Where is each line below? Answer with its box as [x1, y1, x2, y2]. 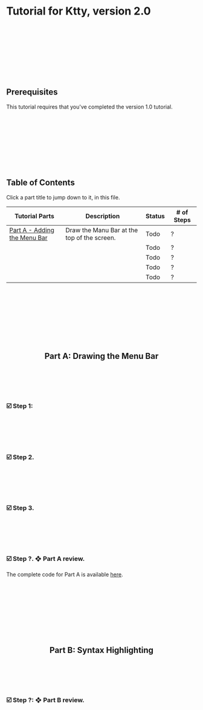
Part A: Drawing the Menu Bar [44, 350, 159, 361]
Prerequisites [6, 87, 58, 98]
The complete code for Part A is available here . [6, 571, 124, 578]
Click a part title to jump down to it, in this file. [6, 193, 120, 201]
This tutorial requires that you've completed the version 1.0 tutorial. [6, 103, 173, 110]
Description [85, 212, 120, 220]
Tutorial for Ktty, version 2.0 [6, 4, 151, 18]
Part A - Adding [9, 226, 54, 234]
